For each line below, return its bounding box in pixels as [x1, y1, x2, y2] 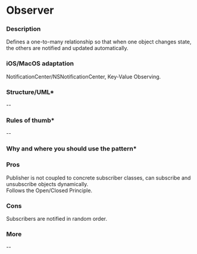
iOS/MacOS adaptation [6, 59, 74, 68]
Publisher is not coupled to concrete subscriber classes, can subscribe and [6, 174, 191, 181]
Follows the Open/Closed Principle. [6, 187, 93, 194]
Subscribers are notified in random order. [6, 215, 107, 222]
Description [6, 25, 41, 33]
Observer [6, 4, 54, 17]
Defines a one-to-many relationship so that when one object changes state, [6, 38, 192, 45]
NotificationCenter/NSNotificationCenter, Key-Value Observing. [6, 73, 161, 80]
